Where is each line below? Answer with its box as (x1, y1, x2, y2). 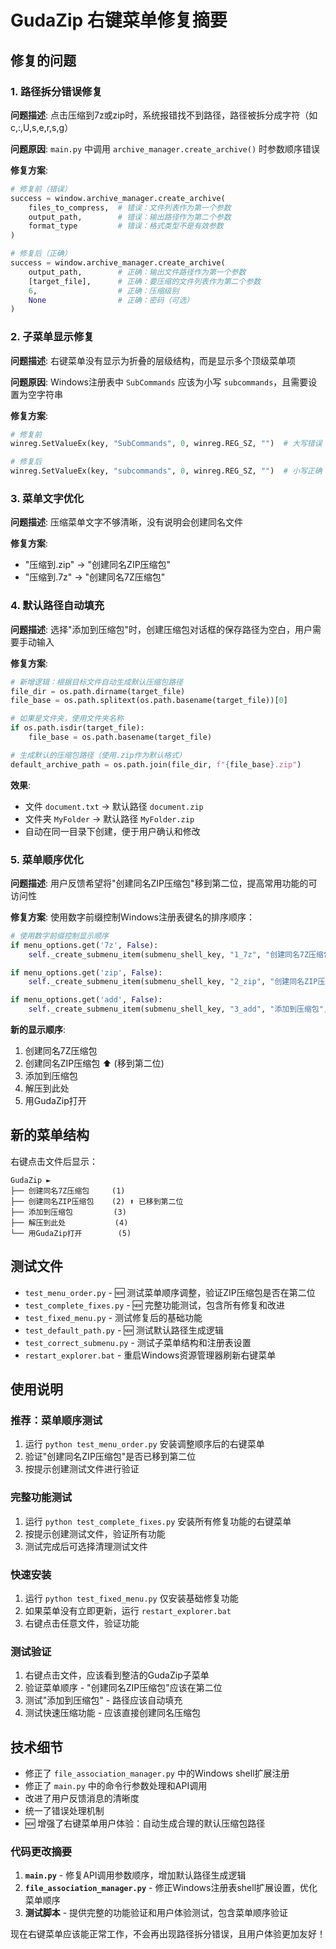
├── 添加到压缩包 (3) (10, 1207, 127, 1217)
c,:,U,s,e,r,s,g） (10, 121, 74, 133)
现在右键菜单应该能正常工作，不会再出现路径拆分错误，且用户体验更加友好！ (10, 1928, 326, 1940)
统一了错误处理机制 (24, 1805, 105, 1817)
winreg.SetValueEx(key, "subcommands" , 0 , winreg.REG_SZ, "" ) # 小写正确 (10, 466, 323, 476)
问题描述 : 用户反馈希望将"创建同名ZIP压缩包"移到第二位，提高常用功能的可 (10, 877, 318, 889)
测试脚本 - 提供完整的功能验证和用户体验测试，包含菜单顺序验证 (24, 1907, 289, 1919)
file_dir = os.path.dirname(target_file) (10, 686, 186, 696)
